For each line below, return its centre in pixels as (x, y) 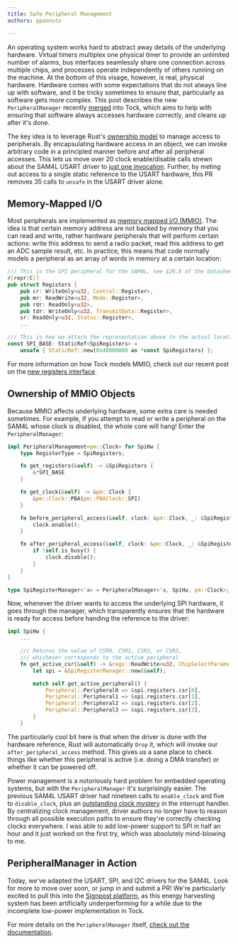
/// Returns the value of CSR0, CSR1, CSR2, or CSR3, (101, 651)
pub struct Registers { (42, 285)
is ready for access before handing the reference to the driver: (98, 618)
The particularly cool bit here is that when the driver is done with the (107, 736)
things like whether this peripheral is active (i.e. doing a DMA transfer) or (113, 759)
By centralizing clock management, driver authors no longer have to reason (118, 811)
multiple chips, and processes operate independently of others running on (116, 70)
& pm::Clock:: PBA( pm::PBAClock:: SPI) (87, 498)
